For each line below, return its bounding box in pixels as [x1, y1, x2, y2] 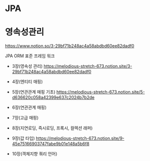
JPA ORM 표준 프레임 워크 [5, 53, 55, 59]
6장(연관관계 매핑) [12, 105, 47, 111]
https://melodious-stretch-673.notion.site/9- [36, 135, 125, 141]
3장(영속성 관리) [12, 64, 43, 69]
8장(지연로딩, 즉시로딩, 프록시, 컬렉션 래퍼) [12, 125, 93, 131]
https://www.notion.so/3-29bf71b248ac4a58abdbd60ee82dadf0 [5, 43, 135, 49]
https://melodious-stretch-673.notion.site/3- [43, 64, 132, 69]
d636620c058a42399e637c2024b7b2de [12, 95, 95, 100]
